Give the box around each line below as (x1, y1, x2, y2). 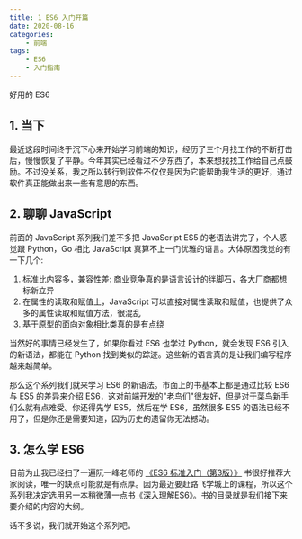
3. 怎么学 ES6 (9, 442, 84, 457)
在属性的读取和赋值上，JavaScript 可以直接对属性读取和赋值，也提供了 (22, 296, 285, 307)
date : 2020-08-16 (9, 22, 75, 31)
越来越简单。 (9, 360, 57, 371)
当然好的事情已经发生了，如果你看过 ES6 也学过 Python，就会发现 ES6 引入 (9, 337, 289, 348)
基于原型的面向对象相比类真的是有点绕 (22, 319, 164, 329)
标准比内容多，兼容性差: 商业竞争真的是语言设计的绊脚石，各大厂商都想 (22, 274, 288, 284)
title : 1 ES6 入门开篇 (9, 13, 89, 22)
